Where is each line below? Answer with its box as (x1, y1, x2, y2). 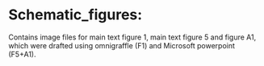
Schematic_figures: (8, 6, 143, 24)
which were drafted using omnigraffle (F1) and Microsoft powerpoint (8, 40, 236, 50)
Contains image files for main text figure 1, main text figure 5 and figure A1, (8, 32, 257, 42)
